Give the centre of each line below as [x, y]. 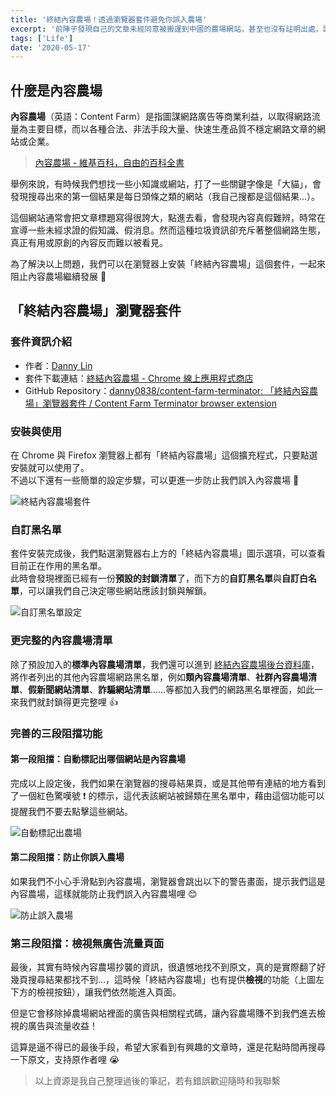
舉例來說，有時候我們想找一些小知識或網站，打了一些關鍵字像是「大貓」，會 [166, 184]
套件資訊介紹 [41, 342]
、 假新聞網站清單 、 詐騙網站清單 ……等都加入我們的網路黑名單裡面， [158, 689]
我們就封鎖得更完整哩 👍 [68, 702]
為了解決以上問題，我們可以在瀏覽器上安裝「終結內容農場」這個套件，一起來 [168, 264]
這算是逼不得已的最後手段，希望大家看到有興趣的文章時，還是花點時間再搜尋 [168, 1047]
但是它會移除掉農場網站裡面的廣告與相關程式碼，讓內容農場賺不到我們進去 [163, 1013]
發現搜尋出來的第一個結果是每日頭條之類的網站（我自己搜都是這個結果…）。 [165, 197]
